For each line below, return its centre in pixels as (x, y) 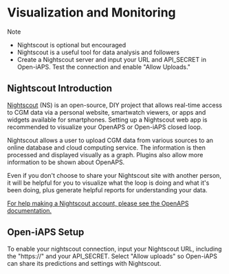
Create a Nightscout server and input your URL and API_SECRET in (111, 59)
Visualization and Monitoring (92, 13)
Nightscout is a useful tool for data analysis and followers (98, 52)
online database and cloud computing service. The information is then (107, 147)
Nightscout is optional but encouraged (72, 45)
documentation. (30, 210)
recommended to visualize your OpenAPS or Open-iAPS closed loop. (105, 127)
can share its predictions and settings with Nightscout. (84, 263)
